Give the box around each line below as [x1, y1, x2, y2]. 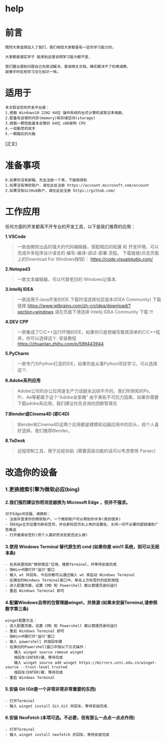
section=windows [17, 309, 54, 315]
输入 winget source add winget [14, 660, 77, 665]
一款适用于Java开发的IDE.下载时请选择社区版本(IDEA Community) [17, 296, 152, 302]
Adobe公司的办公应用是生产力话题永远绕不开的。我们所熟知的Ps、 [17, 388, 154, 394]
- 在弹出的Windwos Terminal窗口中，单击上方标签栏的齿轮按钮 [5, 578, 119, 583]
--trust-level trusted [20, 665, 68, 670]
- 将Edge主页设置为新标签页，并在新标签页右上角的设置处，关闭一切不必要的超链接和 [5, 522, 155, 527]
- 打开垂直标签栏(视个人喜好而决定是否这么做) [5, 533, 88, 538]
